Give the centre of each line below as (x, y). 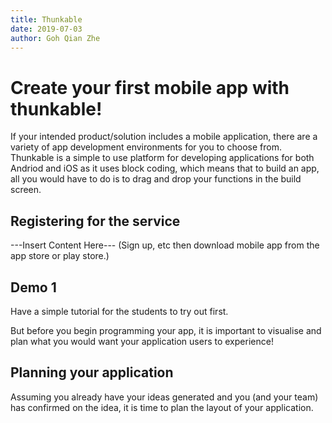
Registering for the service (95, 221)
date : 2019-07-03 (46, 29)
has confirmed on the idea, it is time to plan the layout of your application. (162, 407)
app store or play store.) (60, 256)
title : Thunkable (46, 19)
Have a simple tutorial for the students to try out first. (119, 311)
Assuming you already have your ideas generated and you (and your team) (164, 397)
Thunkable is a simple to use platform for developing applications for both (162, 158)
